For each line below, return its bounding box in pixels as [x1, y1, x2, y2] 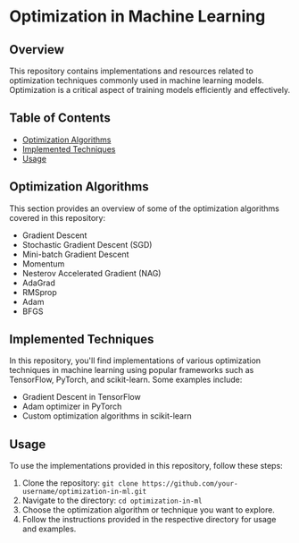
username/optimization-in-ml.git [21, 488, 147, 496]
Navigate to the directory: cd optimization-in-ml [21, 495, 203, 506]
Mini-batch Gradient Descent [21, 249, 129, 259]
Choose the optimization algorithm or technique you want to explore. [21, 505, 275, 515]
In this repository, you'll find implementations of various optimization [9, 355, 262, 366]
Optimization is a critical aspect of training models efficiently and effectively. [9, 85, 291, 95]
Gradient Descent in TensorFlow [21, 392, 141, 403]
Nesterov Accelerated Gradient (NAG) [21, 267, 162, 278]
